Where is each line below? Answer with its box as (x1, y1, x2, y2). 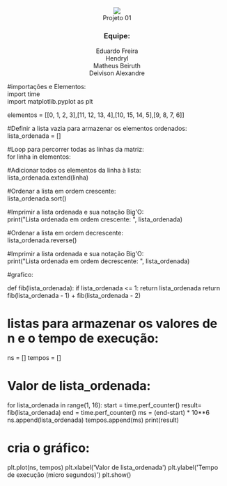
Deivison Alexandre (89, 69, 145, 77)
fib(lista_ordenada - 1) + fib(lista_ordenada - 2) (7, 292, 141, 300)
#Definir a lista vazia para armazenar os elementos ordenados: (7, 125, 187, 133)
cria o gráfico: (7, 440, 91, 456)
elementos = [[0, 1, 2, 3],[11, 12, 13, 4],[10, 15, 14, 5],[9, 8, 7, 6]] (7, 111, 185, 119)
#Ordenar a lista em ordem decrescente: (7, 229, 124, 237)
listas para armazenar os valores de (7, 316, 218, 331)
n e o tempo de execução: (7, 331, 159, 347)
